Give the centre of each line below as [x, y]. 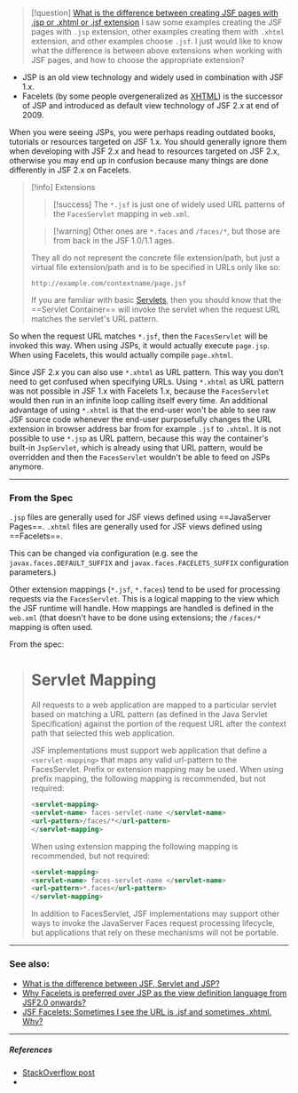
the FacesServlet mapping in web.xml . [122, 214]
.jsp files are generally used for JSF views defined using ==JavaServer [140, 517]
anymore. [27, 467]
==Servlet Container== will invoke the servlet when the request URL [156, 309]
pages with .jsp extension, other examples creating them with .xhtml [158, 32]
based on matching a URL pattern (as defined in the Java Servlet [149, 714]
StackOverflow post [58, 1072]
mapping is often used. [51, 627]
